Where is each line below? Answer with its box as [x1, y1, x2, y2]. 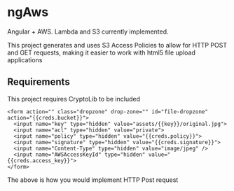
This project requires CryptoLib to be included [7, 94, 140, 103]
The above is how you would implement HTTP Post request [7, 176, 179, 184]
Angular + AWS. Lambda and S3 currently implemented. [7, 27, 170, 36]
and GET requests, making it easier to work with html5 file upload [7, 48, 196, 57]
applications [7, 55, 43, 64]
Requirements [7, 76, 70, 88]
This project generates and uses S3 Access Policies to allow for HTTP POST [7, 41, 228, 49]
